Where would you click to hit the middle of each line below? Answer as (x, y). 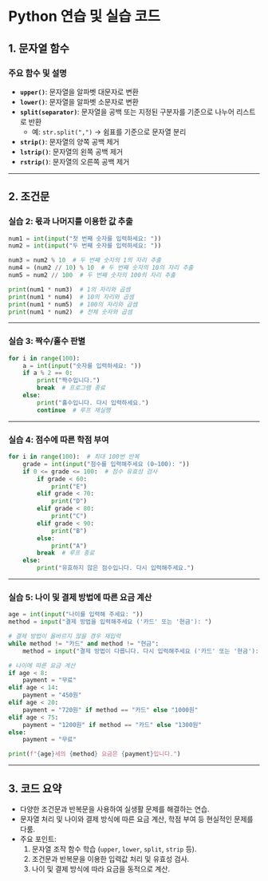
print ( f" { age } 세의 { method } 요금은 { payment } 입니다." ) (95, 754)
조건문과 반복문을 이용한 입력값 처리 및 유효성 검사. (110, 859)
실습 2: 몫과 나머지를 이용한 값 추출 (71, 222)
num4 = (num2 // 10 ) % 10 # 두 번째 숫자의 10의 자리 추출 (101, 268)
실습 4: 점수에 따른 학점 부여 (59, 440)
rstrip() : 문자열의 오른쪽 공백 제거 (75, 161)
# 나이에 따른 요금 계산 (42, 666)
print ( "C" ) (69, 516)
